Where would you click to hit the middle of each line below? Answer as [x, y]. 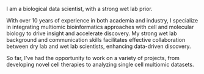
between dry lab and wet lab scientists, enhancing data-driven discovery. [99, 46]
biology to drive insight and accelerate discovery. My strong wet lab [92, 33]
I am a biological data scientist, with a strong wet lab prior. [79, 9]
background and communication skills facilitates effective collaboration [96, 40]
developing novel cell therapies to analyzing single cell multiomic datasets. [100, 64]
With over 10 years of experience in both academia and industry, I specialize [102, 20]
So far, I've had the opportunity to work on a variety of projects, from [93, 58]
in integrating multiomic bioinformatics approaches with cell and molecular [100, 27]
